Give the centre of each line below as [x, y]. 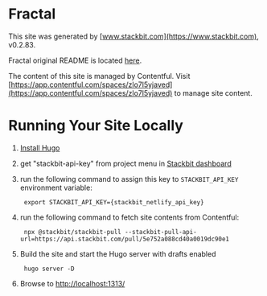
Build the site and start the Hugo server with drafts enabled [118, 253]
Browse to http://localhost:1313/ [72, 283]
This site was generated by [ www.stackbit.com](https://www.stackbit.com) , [133, 36]
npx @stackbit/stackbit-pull [73, 232]
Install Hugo [40, 148]
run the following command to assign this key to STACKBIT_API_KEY [129, 179]
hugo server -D [49, 269]
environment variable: [56, 187]
